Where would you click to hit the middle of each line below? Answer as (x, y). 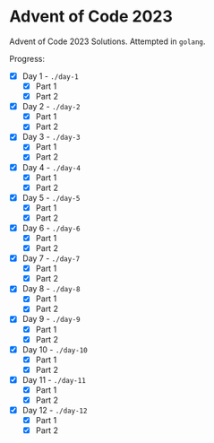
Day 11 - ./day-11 (54, 379)
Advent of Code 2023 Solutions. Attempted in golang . (107, 41)
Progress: (27, 58)
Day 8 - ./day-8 (51, 289)
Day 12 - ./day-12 (55, 410)
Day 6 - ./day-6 (51, 228)
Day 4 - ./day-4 (51, 167)
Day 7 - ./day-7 (51, 258)
